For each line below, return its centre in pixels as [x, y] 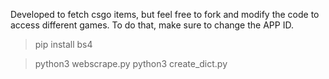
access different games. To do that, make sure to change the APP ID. [152, 25]
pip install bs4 [63, 44]
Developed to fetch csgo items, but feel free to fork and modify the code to [165, 14]
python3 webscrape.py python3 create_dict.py [131, 63]
